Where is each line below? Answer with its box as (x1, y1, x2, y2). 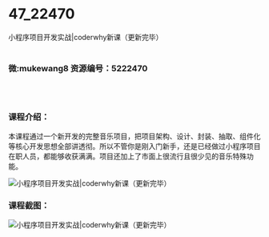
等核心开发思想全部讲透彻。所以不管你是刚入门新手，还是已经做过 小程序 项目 (8, 141, 261, 151)
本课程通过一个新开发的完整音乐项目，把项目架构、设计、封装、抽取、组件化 (8, 131, 261, 141)
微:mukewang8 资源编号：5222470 (8, 62, 148, 74)
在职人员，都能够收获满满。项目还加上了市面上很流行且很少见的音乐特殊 (8, 151, 247, 161)
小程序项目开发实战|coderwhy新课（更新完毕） (8, 32, 163, 42)
